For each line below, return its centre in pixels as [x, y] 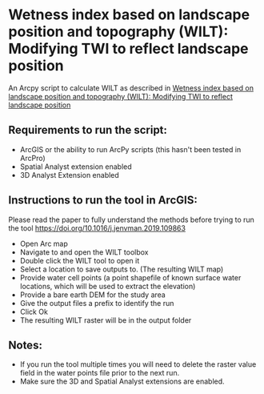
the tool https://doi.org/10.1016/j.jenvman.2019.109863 [97, 228]
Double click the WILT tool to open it [80, 260]
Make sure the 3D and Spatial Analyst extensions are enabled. [122, 381]
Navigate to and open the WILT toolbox [84, 252]
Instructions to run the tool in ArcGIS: [103, 201]
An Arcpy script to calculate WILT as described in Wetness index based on [131, 88]
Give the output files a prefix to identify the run [97, 303]
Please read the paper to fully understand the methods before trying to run [131, 219]
